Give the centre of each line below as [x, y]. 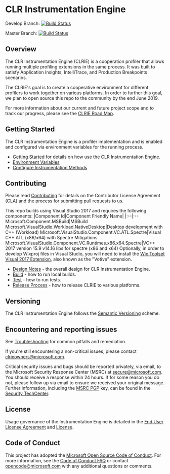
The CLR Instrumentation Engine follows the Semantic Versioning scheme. [83, 313]
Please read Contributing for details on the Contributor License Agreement [83, 196]
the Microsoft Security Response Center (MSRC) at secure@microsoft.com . [84, 372]
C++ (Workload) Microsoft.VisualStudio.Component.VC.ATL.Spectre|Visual [83, 232]
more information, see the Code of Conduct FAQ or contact [67, 460]
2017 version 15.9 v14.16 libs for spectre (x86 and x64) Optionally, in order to [85, 248]
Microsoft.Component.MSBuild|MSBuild [47, 222]
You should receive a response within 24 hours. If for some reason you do [82, 377]
